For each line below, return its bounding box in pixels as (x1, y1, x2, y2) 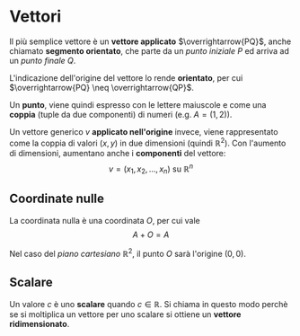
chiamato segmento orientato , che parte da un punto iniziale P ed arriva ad (9, 45, 289, 56)
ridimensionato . (9, 319, 70, 330)
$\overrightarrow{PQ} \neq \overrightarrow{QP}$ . (9, 82, 195, 93)
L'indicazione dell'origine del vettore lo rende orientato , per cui (9, 72, 243, 83)
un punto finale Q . (9, 55, 76, 66)
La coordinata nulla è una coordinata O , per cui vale (9, 215, 200, 225)
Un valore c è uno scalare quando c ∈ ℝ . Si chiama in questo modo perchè (9, 299, 288, 310)
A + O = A (132, 229, 170, 240)
